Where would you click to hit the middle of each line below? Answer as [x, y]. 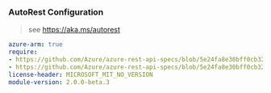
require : [23, 52]
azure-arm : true [35, 44]
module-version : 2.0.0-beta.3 [59, 82]
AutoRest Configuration [56, 12]
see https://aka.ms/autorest [74, 30]
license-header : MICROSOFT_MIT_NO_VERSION [81, 74]
